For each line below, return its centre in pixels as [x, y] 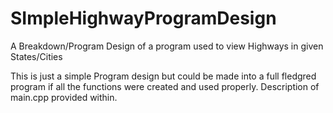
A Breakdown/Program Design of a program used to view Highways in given [167, 46]
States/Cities [36, 56]
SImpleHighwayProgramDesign [143, 18]
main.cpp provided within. [64, 97]
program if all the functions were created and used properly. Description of [165, 86]
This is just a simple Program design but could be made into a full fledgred [163, 76]
